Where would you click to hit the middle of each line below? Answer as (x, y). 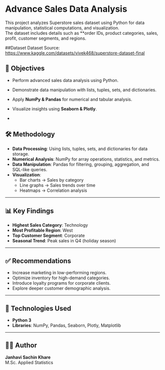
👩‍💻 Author (21, 345)
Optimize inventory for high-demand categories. (61, 278)
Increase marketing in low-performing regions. (59, 273)
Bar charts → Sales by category (52, 180)
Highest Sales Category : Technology (50, 225)
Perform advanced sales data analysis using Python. (65, 80)
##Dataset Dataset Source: (32, 48)
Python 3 (22, 320)
